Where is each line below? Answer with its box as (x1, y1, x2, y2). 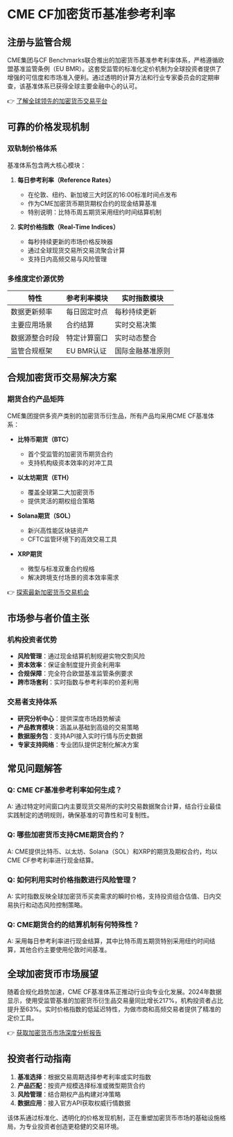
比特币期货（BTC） (17, 435, 73, 443)
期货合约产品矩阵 (7, 394, 64, 404)
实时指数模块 (121, 293, 164, 303)
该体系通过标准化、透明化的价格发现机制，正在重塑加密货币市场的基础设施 (7, 1113, 220, 1122)
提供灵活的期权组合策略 (27, 496, 95, 505)
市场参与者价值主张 (7, 612, 89, 624)
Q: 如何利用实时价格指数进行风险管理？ (7, 875, 138, 885)
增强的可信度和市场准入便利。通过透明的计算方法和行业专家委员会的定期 (7, 74, 214, 81)
